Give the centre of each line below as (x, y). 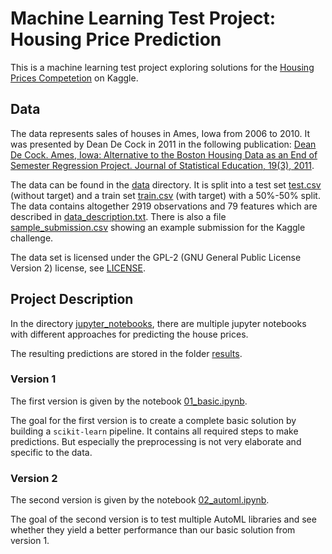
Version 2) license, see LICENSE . (78, 268)
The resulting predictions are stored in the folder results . (126, 353)
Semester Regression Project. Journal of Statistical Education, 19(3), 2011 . (162, 165)
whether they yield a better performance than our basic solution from (153, 530)
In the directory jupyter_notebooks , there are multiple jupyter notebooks (158, 323)
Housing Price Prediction (116, 39)
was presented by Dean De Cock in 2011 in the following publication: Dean (163, 144)
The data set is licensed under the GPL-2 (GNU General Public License (156, 257)
